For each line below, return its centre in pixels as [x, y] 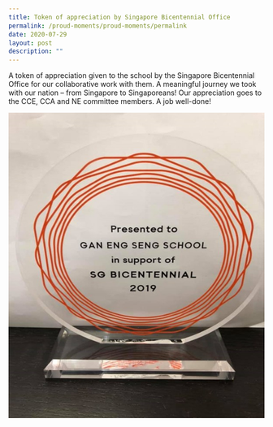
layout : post [30, 43]
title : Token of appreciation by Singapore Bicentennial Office [119, 17]
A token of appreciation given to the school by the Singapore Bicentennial [132, 75]
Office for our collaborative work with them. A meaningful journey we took [132, 84]
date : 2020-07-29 [38, 34]
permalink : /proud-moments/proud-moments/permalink [97, 26]
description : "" [36, 52]
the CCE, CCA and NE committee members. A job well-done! [110, 101]
